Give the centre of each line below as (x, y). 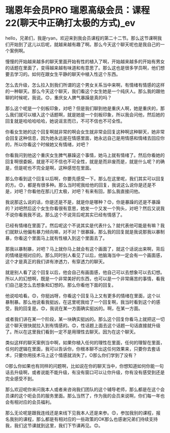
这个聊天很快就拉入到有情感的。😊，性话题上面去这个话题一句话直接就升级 (83, 325)
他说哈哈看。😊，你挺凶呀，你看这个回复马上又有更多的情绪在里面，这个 (81, 296)
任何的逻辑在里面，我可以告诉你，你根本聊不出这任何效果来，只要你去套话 (83, 349)
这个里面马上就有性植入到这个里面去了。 (65, 238)
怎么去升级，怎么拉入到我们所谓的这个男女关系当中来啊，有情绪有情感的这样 (85, 85)
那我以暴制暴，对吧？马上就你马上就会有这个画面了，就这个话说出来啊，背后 (85, 249)
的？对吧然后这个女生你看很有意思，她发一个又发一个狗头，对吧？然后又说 (83, 208)
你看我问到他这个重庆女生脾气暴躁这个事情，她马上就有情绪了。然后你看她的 (85, 155)
